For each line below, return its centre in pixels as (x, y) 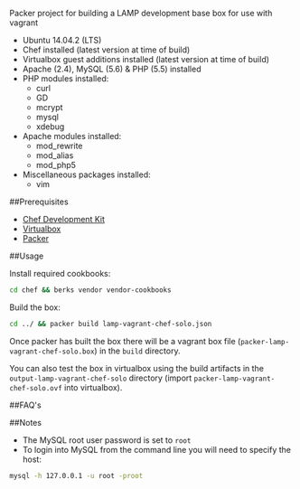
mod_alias (55, 155)
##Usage (27, 256)
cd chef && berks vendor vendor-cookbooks (90, 290)
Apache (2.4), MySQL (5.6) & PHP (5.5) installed (112, 69)
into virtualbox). (94, 387)
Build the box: (35, 307)
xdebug (50, 127)
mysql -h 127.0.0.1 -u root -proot (76, 475)
